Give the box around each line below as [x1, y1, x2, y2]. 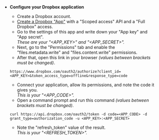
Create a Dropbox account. [17, 14, 71, 19]
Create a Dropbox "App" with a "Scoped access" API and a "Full [17, 19, 145, 24]
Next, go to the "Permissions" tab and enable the [17, 45, 115, 50]
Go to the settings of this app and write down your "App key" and [17, 29, 148, 34]
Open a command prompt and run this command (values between [17, 97, 149, 103]
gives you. [17, 87, 38, 93]
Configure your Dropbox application [9, 4, 84, 10]
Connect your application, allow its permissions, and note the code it [17, 82, 155, 88]
